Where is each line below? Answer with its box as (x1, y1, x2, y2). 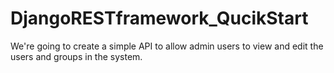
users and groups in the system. (10, 50, 143, 62)
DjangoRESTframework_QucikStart (10, 7, 309, 30)
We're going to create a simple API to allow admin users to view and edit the (10, 40, 324, 52)
